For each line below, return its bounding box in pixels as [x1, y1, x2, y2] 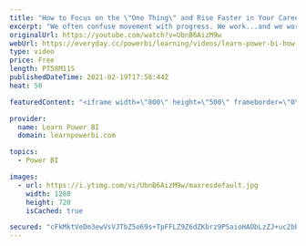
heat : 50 [9, 81, 43, 90]
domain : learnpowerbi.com [17, 131, 117, 140]
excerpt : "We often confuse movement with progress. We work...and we [9, 22, 283, 31]
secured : [9, 222, 43, 232]
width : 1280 [25, 189, 71, 199]
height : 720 [25, 198, 71, 207]
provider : [9, 114, 47, 123]
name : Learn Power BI [17, 122, 100, 132]
